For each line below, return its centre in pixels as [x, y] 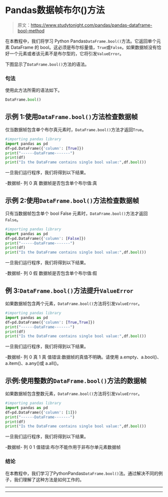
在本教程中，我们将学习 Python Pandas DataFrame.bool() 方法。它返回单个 [81, 41]
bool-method [31, 31]
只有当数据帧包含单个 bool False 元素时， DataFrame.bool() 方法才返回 [76, 213]
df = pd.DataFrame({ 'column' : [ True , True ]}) [50, 322]
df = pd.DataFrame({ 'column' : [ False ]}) [45, 238]
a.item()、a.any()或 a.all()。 [33, 363]
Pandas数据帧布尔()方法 [55, 10]
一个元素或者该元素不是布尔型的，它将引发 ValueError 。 [66, 54]
